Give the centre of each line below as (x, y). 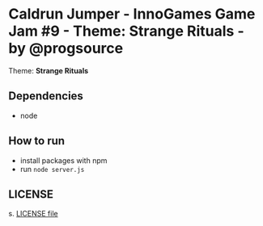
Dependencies (46, 96)
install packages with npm (64, 160)
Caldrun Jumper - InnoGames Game (132, 14)
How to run (37, 141)
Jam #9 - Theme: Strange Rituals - (126, 31)
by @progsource (66, 48)
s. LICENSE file (33, 214)
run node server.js (52, 169)
